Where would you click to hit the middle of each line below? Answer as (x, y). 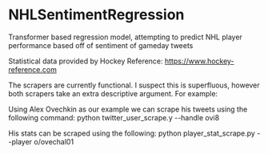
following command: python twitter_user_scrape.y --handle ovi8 (114, 117)
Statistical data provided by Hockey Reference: (86, 61)
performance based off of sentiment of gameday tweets (101, 45)
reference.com (33, 69)
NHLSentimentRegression (96, 15)
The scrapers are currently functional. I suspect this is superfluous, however (134, 85)
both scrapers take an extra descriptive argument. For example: (113, 93)
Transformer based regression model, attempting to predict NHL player (125, 37)
